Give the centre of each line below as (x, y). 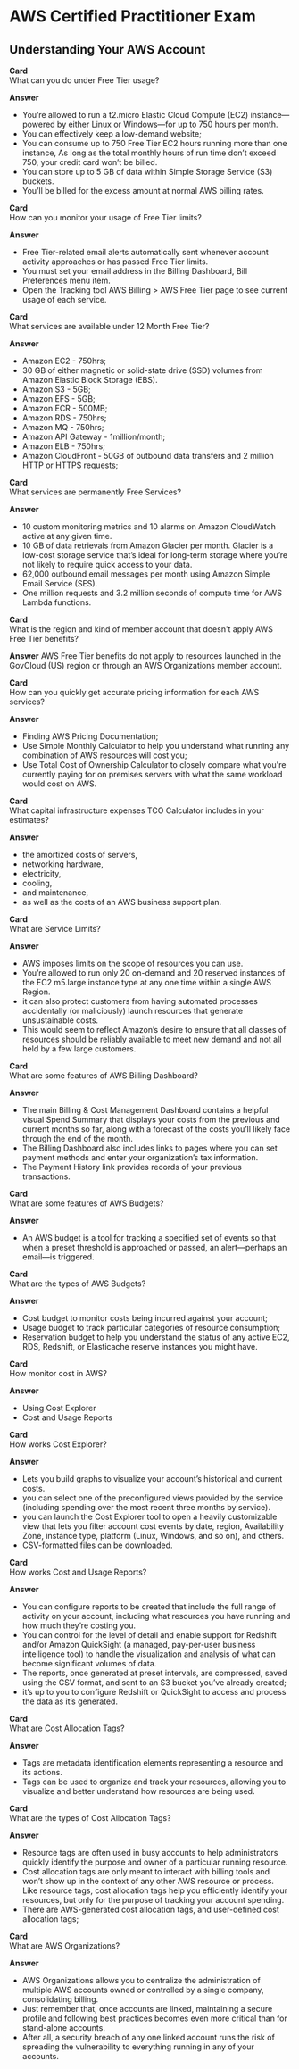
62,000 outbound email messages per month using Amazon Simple (146, 574)
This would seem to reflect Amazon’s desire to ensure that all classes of (154, 1030)
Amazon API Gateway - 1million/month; (94, 436)
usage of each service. (64, 299)
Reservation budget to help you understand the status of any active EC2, (156, 1337)
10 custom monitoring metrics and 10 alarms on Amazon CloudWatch (149, 527)
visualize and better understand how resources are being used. (138, 1791)
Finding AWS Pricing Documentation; (90, 736)
